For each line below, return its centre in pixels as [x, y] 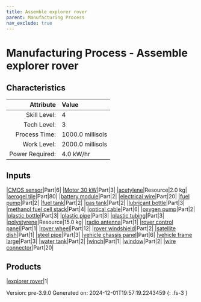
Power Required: [32, 154]
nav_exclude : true [29, 23]
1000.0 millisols [84, 134]
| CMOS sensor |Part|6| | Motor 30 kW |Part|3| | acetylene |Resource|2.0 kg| [97, 190]
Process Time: [36, 134]
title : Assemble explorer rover [47, 12]
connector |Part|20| [30, 248]
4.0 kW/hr [76, 154]
